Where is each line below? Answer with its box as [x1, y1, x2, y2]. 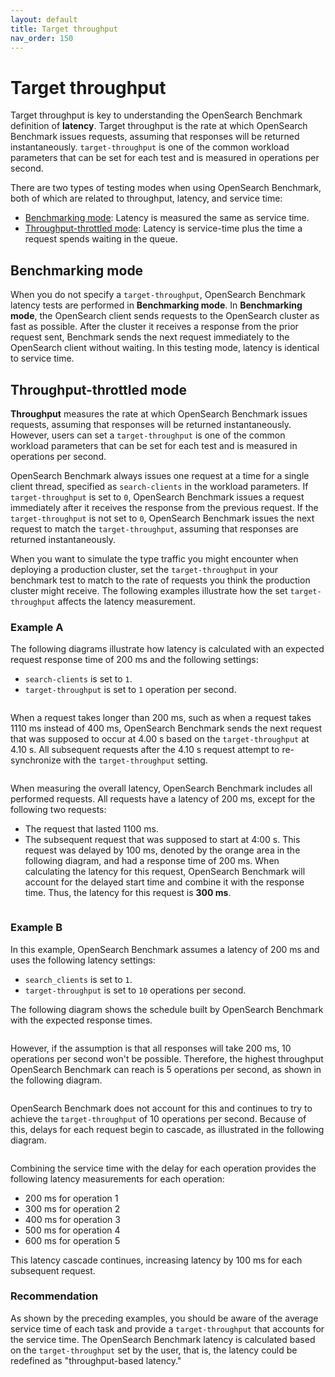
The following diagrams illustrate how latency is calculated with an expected [10, 643, 325, 655]
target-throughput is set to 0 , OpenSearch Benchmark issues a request [10, 491, 305, 503]
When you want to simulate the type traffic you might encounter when [10, 552, 299, 565]
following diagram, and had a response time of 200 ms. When [24, 855, 280, 867]
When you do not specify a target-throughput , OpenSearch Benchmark [10, 289, 306, 301]
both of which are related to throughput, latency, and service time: [10, 192, 283, 205]
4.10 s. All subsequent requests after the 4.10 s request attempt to [10, 744, 280, 756]
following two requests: [10, 804, 107, 816]
